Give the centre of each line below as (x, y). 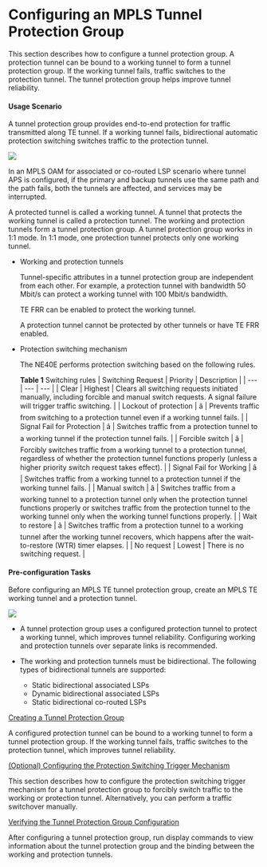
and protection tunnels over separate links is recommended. (118, 646)
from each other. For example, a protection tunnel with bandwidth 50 (133, 286)
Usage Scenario (35, 106)
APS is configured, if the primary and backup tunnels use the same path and (133, 180)
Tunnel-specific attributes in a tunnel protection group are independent (136, 277)
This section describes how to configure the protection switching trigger (127, 781)
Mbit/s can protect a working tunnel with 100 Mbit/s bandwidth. (124, 294)
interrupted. (28, 197)
